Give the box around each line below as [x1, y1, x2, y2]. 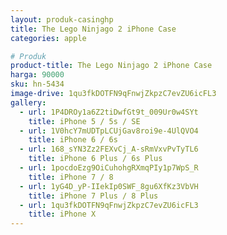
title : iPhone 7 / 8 [28, 172, 114, 182]
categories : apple [10, 33, 87, 43]
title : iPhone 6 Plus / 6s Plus [28, 154, 163, 164]
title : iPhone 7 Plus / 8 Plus [28, 191, 159, 201]
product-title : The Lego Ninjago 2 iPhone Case [10, 61, 213, 71]
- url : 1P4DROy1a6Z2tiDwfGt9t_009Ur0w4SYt [19, 107, 199, 117]
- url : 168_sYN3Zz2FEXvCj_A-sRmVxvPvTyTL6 [19, 144, 199, 155]
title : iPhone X [28, 209, 97, 220]
